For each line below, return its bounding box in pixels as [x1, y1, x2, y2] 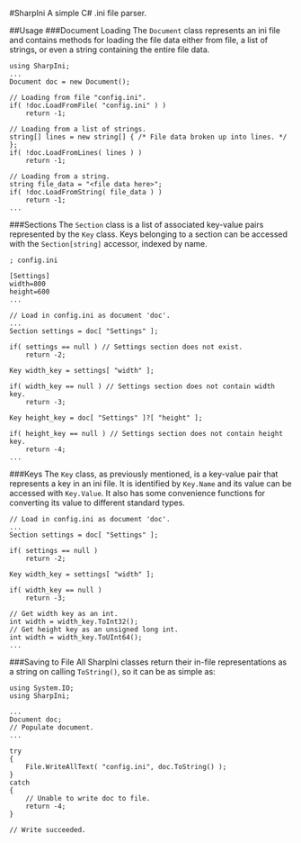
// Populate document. [9, 723, 94, 732]
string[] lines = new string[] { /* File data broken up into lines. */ [9, 132, 288, 141]
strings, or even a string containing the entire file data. [9, 44, 210, 55]
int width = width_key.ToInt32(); [9, 617, 139, 626]
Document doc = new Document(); [9, 77, 130, 86]
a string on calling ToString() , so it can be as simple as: [9, 666, 216, 676]
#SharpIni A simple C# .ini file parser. [9, 8, 147, 18]
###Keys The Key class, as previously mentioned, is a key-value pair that [9, 468, 279, 479]
